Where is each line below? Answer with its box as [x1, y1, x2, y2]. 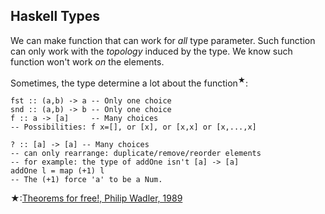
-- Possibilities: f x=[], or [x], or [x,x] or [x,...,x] [10, 122, 257, 133]
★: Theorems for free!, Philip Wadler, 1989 [10, 192, 183, 204]
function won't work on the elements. [10, 55, 165, 68]
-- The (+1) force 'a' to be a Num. [10, 175, 163, 185]
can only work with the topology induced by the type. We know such [10, 45, 293, 57]
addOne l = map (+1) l [10, 166, 105, 176]
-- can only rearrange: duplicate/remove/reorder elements [10, 149, 262, 159]
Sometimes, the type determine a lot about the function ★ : [10, 75, 249, 89]
